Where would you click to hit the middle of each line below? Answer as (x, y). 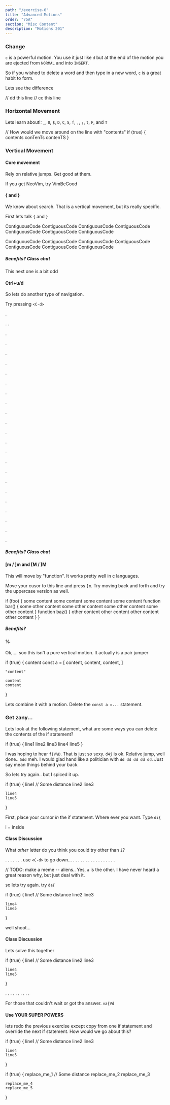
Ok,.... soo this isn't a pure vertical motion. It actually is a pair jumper (77, 653)
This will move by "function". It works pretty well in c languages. (72, 576)
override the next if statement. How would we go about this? (68, 1031)
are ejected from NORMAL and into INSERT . (47, 63)
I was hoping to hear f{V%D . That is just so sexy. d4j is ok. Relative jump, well (85, 754)
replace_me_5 (19, 1088)
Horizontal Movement (32, 111)
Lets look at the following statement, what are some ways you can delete (81, 728)
